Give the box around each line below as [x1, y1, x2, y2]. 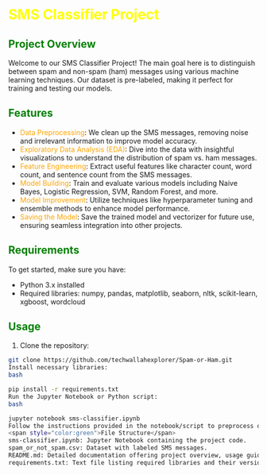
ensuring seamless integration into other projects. [19, 220, 183, 230]
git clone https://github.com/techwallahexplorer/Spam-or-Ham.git [8, 356, 233, 365]
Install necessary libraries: [8, 364, 109, 372]
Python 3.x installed [19, 280, 85, 289]
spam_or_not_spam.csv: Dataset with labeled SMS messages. [8, 444, 208, 452]
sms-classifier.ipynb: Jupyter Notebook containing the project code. [8, 437, 247, 445]
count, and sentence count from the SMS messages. [19, 169, 192, 180]
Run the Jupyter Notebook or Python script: [8, 392, 158, 400]
